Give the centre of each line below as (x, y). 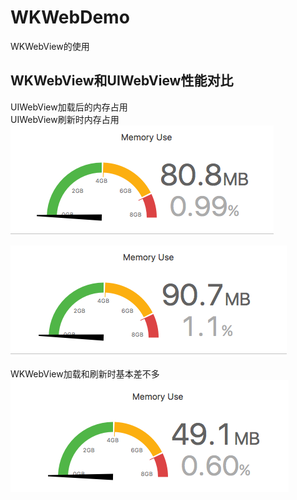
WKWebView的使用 (50, 46)
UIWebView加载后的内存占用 (69, 107)
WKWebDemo (70, 17)
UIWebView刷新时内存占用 (65, 119)
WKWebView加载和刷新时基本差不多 (85, 373)
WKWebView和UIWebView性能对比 (122, 81)
